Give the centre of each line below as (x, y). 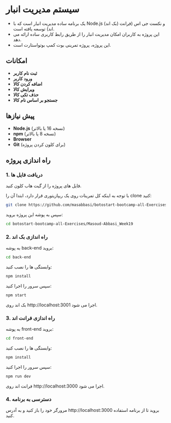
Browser (22, 139)
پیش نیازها (20, 116)
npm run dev (18, 376)
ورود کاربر (23, 78)
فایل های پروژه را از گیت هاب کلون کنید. (44, 186)
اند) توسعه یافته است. (34, 28)
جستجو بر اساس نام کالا (35, 100)
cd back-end (18, 257)
